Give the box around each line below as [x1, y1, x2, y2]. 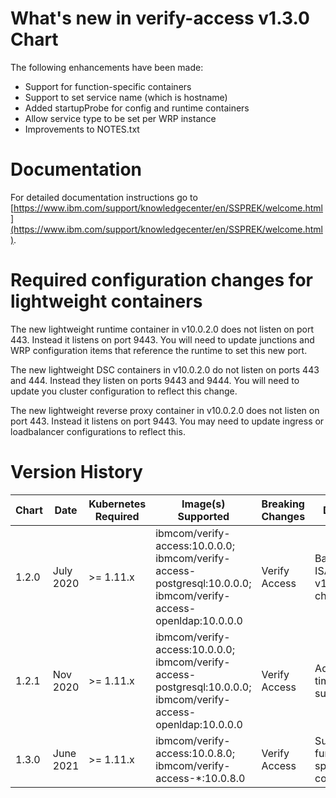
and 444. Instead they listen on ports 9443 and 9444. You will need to [10, 374, 300, 386]
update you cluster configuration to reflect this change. [10, 385, 238, 397]
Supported [177, 509, 230, 523]
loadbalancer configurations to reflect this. [10, 425, 186, 437]
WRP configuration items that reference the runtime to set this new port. [10, 344, 308, 356]
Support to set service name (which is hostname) [24, 91, 228, 103]
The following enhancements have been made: [10, 61, 204, 73]
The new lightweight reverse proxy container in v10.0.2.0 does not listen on [10, 404, 320, 416]
